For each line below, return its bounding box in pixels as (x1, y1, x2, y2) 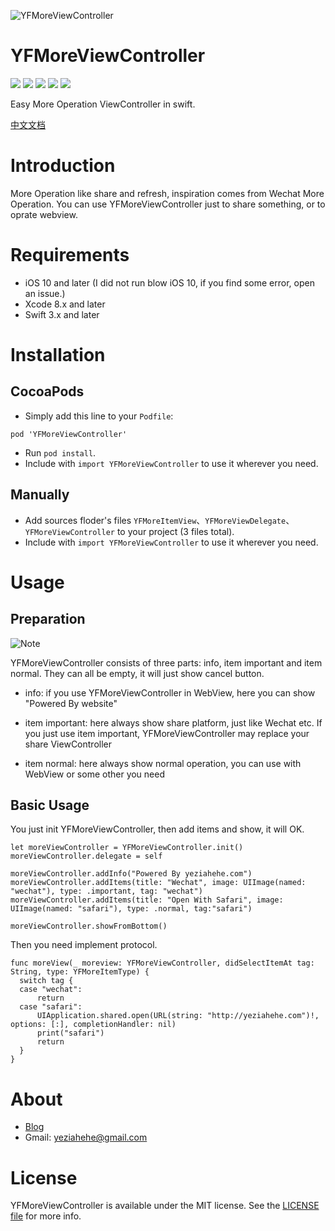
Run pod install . (24, 446, 97, 459)
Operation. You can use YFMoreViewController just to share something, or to (10, 198, 326, 210)
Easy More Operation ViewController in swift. (10, 98, 196, 110)
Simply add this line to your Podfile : (24, 410, 174, 422)
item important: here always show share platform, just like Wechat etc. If (24, 716, 323, 729)
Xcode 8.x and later (24, 298, 106, 310)
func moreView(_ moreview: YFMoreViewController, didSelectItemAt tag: (10, 958, 315, 969)
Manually (10, 486, 70, 504)
